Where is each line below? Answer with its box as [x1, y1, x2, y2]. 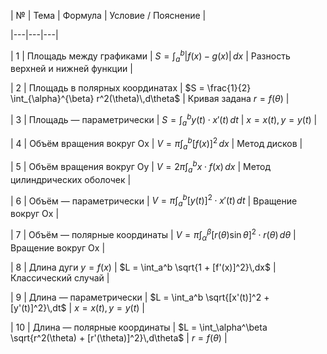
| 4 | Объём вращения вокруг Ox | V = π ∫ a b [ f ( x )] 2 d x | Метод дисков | [10, 135, 303, 152]
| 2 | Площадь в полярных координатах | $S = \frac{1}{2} [10, 82, 252, 94]
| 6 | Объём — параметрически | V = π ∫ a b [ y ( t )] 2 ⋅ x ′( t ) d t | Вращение [10, 193, 298, 209]
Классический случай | [10, 271, 110, 284]
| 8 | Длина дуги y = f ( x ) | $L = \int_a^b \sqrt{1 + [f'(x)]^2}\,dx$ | [10, 261, 277, 273]
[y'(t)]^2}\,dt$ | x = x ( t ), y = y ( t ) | [10, 301, 146, 314]
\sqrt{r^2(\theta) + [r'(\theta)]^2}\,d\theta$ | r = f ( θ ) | [10, 331, 228, 344]
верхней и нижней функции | [10, 63, 133, 75]
